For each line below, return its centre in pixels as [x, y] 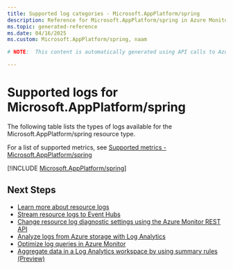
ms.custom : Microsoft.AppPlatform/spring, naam [77, 40]
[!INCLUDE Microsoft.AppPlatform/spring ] [67, 168]
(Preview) [31, 259]
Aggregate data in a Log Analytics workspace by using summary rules [118, 251]
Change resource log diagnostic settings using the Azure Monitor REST [119, 221]
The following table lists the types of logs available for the [90, 127]
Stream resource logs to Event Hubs [69, 214]
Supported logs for [63, 93]
